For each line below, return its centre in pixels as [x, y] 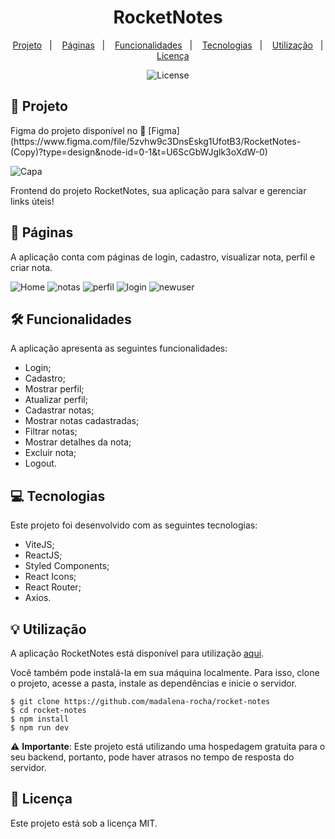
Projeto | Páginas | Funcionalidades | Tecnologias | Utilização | [168, 45]
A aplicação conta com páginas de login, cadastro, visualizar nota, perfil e [163, 257]
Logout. [40, 463]
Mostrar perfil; [54, 389]
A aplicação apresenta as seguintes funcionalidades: [119, 348]
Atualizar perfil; [56, 400]
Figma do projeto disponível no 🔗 [78, 130]
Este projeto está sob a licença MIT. [84, 823]
